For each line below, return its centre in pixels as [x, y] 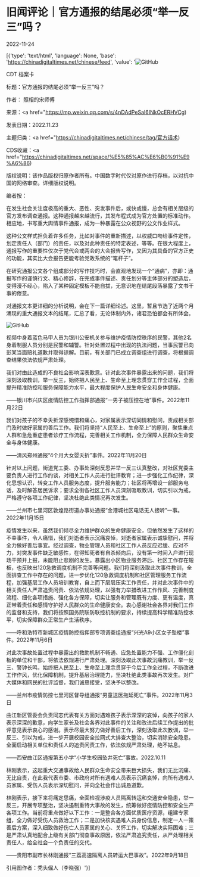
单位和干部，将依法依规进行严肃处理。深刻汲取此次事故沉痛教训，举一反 [105, 660]
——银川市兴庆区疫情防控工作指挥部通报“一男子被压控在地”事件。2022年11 [98, 400]
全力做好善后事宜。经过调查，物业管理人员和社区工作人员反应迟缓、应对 [95, 545]
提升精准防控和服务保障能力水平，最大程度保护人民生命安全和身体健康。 [95, 387]
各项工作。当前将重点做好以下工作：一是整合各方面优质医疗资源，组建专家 [97, 812]
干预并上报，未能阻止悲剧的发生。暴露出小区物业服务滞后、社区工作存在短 [102, 560]
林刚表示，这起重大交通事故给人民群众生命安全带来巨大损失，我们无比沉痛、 [100, 770]
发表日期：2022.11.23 [32, 125]
